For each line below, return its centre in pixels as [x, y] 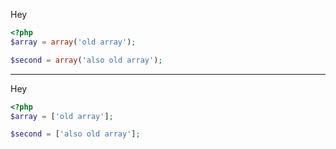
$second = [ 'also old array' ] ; [75, 134]
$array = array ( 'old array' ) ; [73, 42]
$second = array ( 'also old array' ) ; [86, 60]
